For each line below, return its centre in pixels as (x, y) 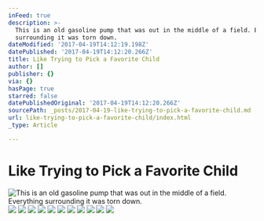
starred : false (33, 96)
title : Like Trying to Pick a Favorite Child (84, 60)
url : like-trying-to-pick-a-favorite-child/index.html (100, 118)
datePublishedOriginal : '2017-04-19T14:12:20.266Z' (94, 103)
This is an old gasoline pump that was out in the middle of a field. (133, 30)
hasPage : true (31, 88)
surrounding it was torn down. (66, 37)
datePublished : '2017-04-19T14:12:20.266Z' (81, 52)
